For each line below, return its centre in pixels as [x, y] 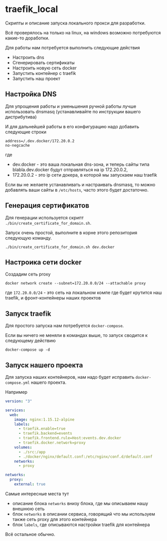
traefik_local [32, 9]
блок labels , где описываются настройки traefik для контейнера [81, 525]
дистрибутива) [21, 117]
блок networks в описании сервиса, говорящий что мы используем [84, 514]
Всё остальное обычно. [30, 534]
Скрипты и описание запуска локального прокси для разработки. [76, 23]
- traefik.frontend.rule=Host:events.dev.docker [70, 438]
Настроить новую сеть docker [45, 68]
